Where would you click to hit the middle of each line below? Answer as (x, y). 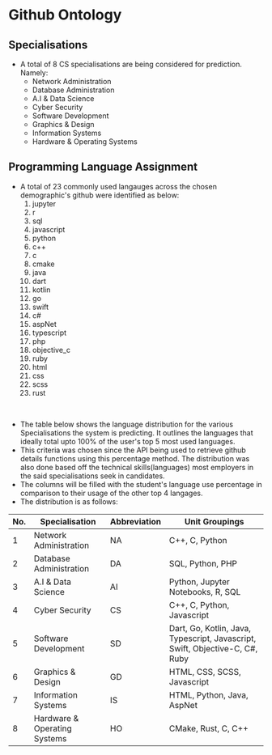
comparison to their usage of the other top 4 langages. (111, 493)
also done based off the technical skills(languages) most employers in (136, 467)
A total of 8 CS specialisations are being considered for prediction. (131, 64)
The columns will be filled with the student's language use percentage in (141, 484)
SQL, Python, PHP (203, 563)
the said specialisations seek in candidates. (92, 476)
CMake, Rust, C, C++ (208, 728)
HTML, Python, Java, (208, 695)
